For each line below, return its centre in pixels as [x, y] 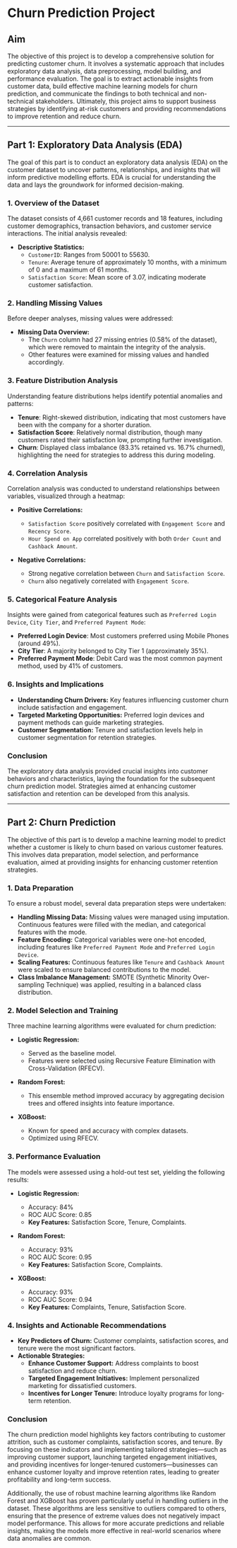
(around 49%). [39, 643]
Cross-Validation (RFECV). [66, 1068]
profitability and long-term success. [59, 1479]
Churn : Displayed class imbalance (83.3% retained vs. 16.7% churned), [121, 447]
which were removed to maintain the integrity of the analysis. [117, 347]
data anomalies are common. [49, 1538]
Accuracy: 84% [51, 1207]
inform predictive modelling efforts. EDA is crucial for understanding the [112, 177]
